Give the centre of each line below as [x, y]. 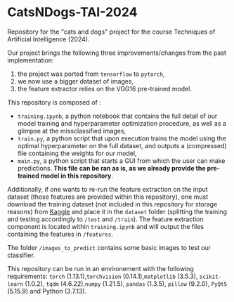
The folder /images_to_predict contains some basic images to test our [109, 247]
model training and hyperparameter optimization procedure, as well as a [122, 123]
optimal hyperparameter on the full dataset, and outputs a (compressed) [122, 145]
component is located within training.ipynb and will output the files [106, 226]
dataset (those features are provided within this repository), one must [108, 197]
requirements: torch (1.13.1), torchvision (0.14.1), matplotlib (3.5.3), [103, 276]
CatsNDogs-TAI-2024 [72, 12]
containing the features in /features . [60, 234]
